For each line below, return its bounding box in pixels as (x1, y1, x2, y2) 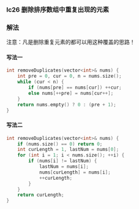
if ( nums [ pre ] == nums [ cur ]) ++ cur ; (28, 84, 122, 91)
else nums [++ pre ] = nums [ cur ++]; (28, 90, 114, 96)
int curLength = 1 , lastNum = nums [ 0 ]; (17, 147, 119, 153)
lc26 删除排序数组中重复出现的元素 (6, 5, 109, 13)
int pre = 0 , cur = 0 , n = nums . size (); (17, 73, 122, 79)
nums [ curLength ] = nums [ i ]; (39, 169, 111, 175)
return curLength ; (17, 192, 64, 198)
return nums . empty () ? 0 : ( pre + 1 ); (17, 101, 116, 108)
